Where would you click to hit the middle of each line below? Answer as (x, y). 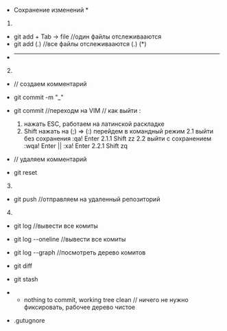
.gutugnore (29, 320)
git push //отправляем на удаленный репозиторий (87, 199)
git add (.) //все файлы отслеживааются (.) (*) (80, 44)
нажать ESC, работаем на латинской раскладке (94, 124)
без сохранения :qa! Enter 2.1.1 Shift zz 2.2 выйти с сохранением (118, 138)
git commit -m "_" (38, 97)
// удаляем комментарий (50, 159)
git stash (26, 279)
